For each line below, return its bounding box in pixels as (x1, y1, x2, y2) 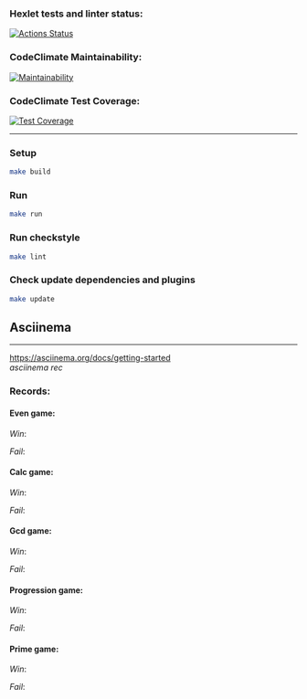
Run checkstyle (9, 231, 80, 244)
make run (9, 209, 43, 219)
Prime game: (9, 643, 59, 654)
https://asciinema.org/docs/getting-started (9, 353, 171, 364)
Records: (9, 385, 51, 397)
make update (9, 294, 55, 303)
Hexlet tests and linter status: (9, 7, 143, 20)
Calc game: (9, 467, 54, 478)
